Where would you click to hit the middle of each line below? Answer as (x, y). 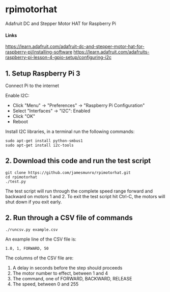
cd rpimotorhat (21, 177)
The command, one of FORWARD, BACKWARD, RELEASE (72, 278)
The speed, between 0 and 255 (46, 284)
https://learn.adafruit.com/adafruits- (111, 52)
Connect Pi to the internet (32, 86)
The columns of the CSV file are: (39, 258)
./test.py (16, 181)
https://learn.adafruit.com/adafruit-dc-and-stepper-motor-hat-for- (75, 46)
